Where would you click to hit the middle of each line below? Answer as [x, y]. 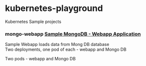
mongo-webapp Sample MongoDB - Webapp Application [73, 34]
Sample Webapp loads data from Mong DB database [57, 44]
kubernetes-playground [54, 8]
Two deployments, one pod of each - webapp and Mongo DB [66, 49]
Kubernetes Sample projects [33, 22]
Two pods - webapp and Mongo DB [40, 59]
